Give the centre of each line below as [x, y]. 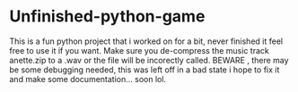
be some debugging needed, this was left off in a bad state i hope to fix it [145, 70]
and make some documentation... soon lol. [88, 79]
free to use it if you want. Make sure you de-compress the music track [139, 50]
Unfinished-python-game [107, 17]
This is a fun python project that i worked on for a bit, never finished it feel [146, 41]
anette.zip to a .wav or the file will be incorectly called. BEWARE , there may [149, 60]
